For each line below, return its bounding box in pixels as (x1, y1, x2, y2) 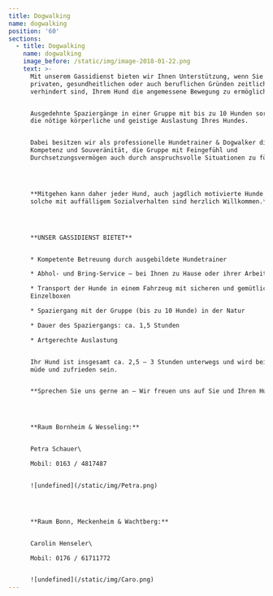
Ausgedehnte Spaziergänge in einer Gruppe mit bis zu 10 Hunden (29, 109, 253, 118)
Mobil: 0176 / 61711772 (29, 554, 111, 562)
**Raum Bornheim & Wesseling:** (29, 424, 140, 432)
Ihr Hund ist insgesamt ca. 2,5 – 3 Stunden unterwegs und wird (29, 358, 253, 366)
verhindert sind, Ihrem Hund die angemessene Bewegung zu (29, 87, 231, 96)
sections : (8, 34, 42, 43)
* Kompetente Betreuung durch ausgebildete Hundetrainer (29, 255, 227, 263)
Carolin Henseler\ (29, 539, 93, 547)
